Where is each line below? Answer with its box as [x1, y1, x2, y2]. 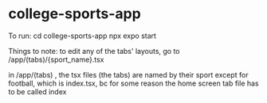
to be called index [8, 86, 67, 96]
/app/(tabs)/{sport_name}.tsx [8, 55, 104, 64]
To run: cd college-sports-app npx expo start [8, 31, 157, 40]
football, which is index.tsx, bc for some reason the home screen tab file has [8, 78, 259, 88]
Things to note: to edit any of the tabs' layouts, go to [8, 46, 181, 55]
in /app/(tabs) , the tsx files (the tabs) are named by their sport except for [8, 70, 249, 79]
